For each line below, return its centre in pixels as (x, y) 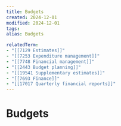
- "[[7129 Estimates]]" (36, 51)
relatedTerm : (22, 45)
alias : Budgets (25, 34)
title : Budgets (25, 12)
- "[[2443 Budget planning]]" (44, 67)
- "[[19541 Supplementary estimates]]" (56, 73)
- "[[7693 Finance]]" (33, 79)
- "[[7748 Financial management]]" (50, 61)
